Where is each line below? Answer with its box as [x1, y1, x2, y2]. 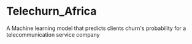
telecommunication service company [6, 31, 100, 38]
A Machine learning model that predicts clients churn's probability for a [6, 24, 186, 32]
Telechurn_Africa [6, 4, 97, 18]
